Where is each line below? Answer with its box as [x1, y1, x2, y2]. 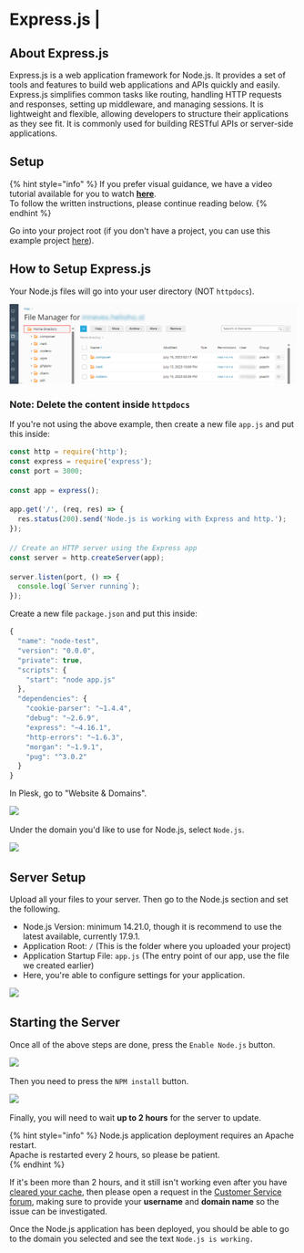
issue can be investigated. [9, 1206, 107, 1216]
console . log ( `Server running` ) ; [17, 582, 141, 591]
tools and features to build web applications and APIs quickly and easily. [9, 79, 280, 90]
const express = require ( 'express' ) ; [9, 457, 153, 466]
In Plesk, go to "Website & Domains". [9, 788, 147, 799]
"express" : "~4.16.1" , [25, 723, 112, 732]
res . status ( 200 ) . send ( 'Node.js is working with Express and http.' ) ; [17, 515, 287, 524]
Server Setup [9, 870, 86, 885]
